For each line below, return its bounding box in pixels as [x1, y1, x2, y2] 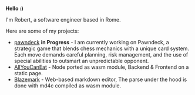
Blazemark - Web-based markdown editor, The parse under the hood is [14, 76, 187, 83]
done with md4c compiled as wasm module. [14, 82, 122, 89]
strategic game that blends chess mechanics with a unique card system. [14, 45, 189, 52]
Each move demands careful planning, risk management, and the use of [14, 51, 189, 58]
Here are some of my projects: [5, 27, 79, 34]
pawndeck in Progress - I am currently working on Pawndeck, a [14, 39, 170, 45]
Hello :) [5, 5, 24, 12]
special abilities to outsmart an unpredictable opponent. [14, 58, 149, 64]
